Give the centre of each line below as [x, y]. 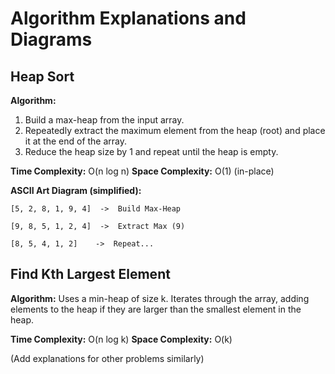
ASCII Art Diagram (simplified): [76, 190]
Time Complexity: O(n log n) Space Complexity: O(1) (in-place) [142, 171]
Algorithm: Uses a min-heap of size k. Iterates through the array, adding [160, 298]
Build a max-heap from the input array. [104, 120]
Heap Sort [42, 76]
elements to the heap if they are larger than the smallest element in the [156, 309]
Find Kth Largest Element [90, 274]
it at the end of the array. [76, 141]
